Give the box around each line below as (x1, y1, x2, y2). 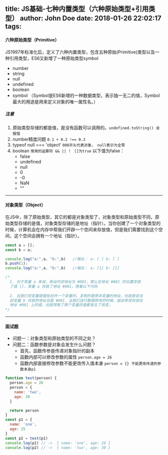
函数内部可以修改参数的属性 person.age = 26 (19, 354, 112, 360)
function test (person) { (5, 375, 57, 381)
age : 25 (9, 426, 26, 431)
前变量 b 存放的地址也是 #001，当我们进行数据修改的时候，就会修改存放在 (9, 298, 143, 303)
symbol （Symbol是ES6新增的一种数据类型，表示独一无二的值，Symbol (12, 92, 160, 98)
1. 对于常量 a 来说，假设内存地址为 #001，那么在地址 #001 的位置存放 (9, 279, 141, 284)
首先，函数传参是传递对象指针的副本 (19, 348, 95, 354)
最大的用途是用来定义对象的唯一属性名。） (12, 98, 98, 104)
